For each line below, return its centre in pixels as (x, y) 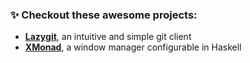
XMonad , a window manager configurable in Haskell (133, 47)
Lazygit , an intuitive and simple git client (108, 37)
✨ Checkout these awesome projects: (104, 15)
